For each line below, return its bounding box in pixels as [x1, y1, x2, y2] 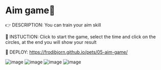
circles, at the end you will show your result [5, 39, 97, 45]
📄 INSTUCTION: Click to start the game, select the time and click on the [5, 33, 156, 40]
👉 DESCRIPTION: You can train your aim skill [5, 21, 101, 28]
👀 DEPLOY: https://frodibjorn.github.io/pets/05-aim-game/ [5, 49, 128, 55]
